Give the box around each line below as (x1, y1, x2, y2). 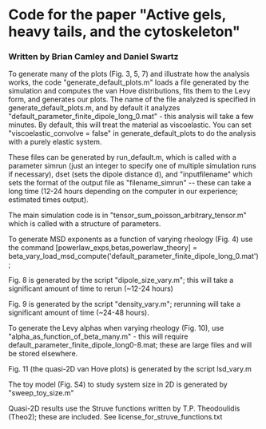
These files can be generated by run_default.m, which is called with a (8, 153, 237, 162)
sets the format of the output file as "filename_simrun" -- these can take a (8, 178, 252, 188)
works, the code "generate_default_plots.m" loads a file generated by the (8, 77, 249, 87)
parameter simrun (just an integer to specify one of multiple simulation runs (8, 161, 257, 171)
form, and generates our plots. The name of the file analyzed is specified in (8, 94, 256, 105)
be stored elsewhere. (8, 349, 78, 359)
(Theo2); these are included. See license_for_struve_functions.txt (8, 412, 223, 422)
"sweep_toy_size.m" (8, 388, 74, 398)
